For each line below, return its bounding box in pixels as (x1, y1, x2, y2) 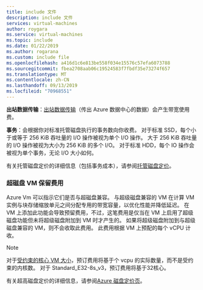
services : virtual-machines (6, 20, 78, 26)
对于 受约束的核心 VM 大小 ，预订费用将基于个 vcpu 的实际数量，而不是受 (6, 256, 188, 264)
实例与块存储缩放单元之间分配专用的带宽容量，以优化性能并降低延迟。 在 (6, 202, 190, 209)
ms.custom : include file (6, 54, 69, 60)
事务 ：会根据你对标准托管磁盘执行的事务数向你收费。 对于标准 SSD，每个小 (6, 126, 196, 133)
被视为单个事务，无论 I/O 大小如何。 (6, 149, 98, 156)
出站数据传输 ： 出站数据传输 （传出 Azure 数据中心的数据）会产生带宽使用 (6, 105, 190, 113)
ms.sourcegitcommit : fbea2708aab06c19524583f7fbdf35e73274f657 (6, 65, 171, 72)
